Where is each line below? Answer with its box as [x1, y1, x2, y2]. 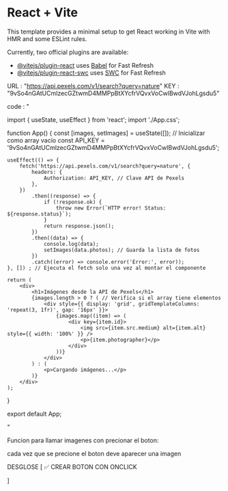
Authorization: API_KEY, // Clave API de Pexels [43, 175, 185, 181]
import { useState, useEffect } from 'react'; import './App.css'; [7, 115, 180, 124]
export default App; [7, 410, 62, 418]
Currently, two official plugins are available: [7, 48, 129, 56]
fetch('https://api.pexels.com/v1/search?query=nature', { [19, 162, 191, 169]
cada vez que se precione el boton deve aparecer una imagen [7, 449, 182, 457]
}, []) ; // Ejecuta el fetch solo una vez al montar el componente [7, 264, 206, 271]
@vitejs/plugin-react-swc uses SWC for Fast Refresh [16, 68, 166, 77]
